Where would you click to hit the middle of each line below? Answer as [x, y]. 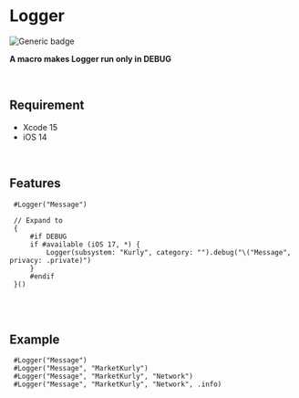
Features [35, 183]
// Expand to [38, 220]
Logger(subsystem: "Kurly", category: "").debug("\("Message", [169, 252]
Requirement [47, 105]
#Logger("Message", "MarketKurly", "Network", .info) [118, 384]
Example [35, 339]
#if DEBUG [48, 236]
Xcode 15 [40, 127]
